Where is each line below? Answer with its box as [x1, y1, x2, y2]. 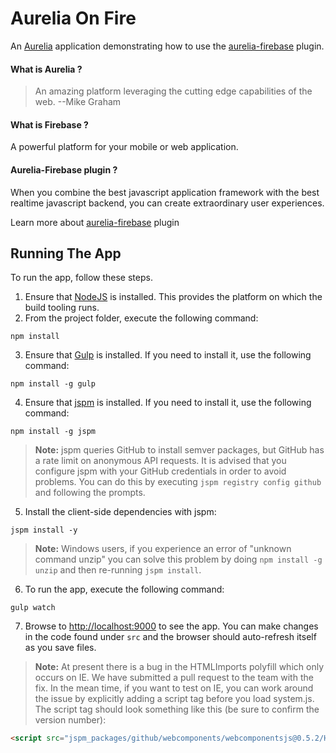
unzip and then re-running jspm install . [34, 564, 202, 576]
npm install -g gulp [10, 379, 97, 389]
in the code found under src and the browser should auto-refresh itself [24, 631, 317, 643]
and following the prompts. [34, 487, 146, 499]
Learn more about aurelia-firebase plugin [10, 216, 180, 228]
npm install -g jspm [10, 427, 97, 437]
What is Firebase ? [10, 118, 89, 131]
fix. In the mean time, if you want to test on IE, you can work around [34, 682, 314, 694]
